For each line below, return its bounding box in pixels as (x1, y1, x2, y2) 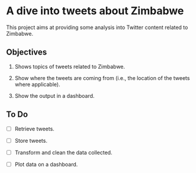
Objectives (6, 47, 47, 57)
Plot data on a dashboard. (14, 161, 78, 168)
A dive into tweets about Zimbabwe (6, 4, 184, 18)
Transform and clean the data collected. (14, 149, 113, 156)
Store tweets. (14, 137, 47, 144)
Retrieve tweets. (14, 125, 54, 132)
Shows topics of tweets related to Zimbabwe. (14, 63, 126, 70)
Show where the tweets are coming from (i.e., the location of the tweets (14, 74, 190, 81)
